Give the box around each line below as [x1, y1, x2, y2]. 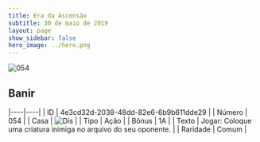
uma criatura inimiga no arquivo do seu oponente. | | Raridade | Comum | [8, 124, 247, 134]
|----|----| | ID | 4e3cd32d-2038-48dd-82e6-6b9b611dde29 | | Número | [8, 107, 248, 116]
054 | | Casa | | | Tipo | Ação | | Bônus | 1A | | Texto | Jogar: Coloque [8, 116, 252, 125]
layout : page [8, 26, 52, 34]
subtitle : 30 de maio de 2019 [8, 19, 109, 27]
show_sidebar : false [8, 34, 77, 42]
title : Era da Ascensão [8, 11, 87, 20]
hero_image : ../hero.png [8, 41, 91, 49]
